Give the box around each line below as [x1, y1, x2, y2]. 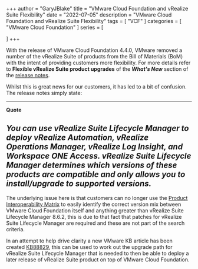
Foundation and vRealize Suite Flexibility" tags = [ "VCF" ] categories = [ [6, 18, 181, 24]
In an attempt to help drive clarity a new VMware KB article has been [6, 237, 173, 244]
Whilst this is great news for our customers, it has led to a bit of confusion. [6, 83, 187, 90]
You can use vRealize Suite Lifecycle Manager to [6, 123, 189, 133]
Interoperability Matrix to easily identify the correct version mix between [6, 201, 181, 208]
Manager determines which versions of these [6, 160, 177, 170]
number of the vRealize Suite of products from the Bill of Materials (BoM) [6, 53, 183, 60]
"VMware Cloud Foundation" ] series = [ [6, 24, 104, 31]
